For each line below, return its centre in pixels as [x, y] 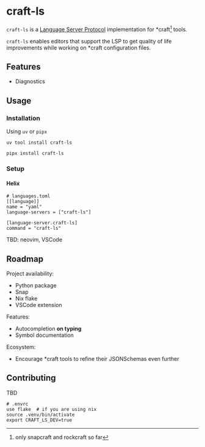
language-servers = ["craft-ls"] [49, 212]
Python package [36, 286]
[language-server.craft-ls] [42, 223]
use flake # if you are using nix [52, 409]
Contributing [31, 378]
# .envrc [17, 404]
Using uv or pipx [27, 131]
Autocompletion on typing [48, 329]
